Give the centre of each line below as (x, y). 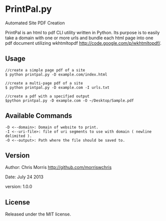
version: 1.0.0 (19, 187)
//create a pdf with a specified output (48, 96)
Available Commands (39, 116)
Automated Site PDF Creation (35, 23)
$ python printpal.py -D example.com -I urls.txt (57, 87)
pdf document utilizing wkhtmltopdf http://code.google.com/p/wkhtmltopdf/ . (83, 43)
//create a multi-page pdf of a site (44, 83)
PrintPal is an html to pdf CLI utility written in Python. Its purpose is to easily (83, 32)
